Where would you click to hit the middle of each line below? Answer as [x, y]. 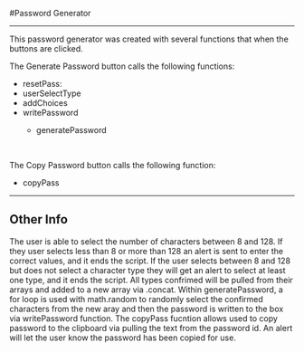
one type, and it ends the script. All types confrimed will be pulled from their [152, 280]
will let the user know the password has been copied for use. [123, 338]
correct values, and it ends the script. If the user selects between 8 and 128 [150, 261]
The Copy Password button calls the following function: [113, 165]
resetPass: [42, 84]
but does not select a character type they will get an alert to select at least [148, 270]
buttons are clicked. [46, 48]
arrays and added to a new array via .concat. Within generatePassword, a [146, 290]
